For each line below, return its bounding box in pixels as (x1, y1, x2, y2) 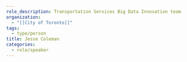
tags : (6, 25, 20, 31)
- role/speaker (11, 47, 49, 53)
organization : (6, 14, 41, 20)
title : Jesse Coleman (6, 36, 60, 42)
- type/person (11, 31, 46, 37)
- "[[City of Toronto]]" (11, 19, 73, 25)
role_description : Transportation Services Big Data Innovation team (6, 8, 182, 15)
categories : (6, 42, 36, 48)
